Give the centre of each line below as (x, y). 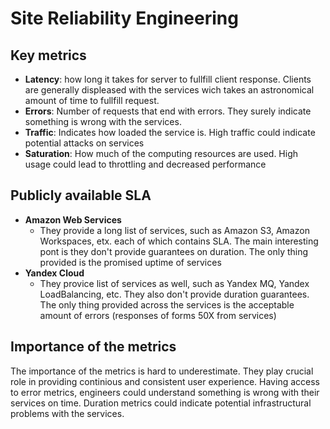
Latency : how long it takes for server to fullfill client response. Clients (168, 79)
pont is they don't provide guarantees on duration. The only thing (174, 251)
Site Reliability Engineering (124, 18)
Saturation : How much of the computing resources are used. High (161, 153)
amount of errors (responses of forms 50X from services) (158, 315)
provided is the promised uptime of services (130, 262)
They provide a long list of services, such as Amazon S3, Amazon (174, 230)
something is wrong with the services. (103, 121)
